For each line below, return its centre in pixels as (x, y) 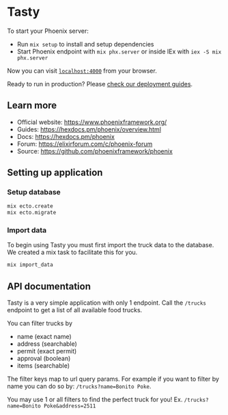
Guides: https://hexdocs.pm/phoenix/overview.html (89, 129)
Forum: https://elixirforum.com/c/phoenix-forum (85, 144)
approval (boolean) (44, 359)
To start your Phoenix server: (48, 31)
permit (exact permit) (47, 351)
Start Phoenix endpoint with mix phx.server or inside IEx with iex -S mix (119, 51)
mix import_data (30, 265)
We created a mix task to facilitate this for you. (72, 252)
